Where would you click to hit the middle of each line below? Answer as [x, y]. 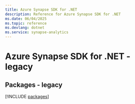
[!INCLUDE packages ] [27, 96]
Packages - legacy [34, 85]
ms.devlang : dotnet [25, 28]
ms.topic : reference [26, 23]
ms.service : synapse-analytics [37, 32]
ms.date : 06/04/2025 [26, 19]
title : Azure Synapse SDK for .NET [41, 10]
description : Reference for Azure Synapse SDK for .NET [63, 14]
